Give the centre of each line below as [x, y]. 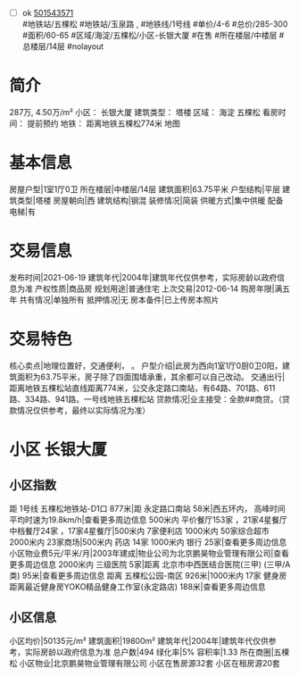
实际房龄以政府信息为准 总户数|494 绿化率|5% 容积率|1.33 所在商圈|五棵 [157, 652]
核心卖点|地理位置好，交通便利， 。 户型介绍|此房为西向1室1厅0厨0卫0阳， [146, 365]
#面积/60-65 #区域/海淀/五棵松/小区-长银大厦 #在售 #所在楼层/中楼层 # [153, 36]
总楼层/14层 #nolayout [63, 46]
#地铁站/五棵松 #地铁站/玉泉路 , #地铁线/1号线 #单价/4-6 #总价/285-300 [155, 24]
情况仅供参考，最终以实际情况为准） [83, 410]
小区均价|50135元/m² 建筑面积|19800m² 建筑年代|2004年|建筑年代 [131, 640]
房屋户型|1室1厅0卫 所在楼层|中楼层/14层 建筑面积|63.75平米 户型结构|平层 [145, 189]
